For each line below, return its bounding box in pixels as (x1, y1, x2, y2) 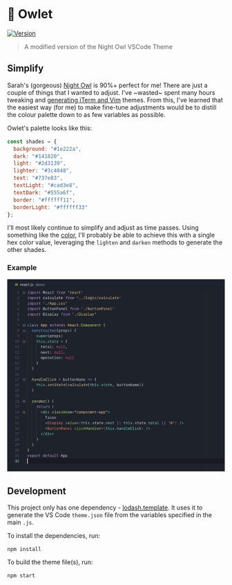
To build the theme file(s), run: (7, 558, 93, 566)
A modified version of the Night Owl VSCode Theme (23, 42, 173, 51)
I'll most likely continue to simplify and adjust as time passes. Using (7, 224, 199, 232)
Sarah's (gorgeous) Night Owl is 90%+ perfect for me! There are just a (7, 81, 209, 89)
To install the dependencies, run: (7, 532, 101, 540)
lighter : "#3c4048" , (13, 168, 72, 174)
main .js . (7, 519, 35, 527)
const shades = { (7, 138, 57, 145)
